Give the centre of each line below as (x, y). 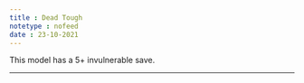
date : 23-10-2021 (44, 34)
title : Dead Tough (46, 18)
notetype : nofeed (44, 26)
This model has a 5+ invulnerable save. (82, 60)
